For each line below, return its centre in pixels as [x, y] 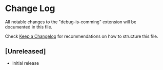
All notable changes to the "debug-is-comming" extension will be [71, 22]
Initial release [25, 63]
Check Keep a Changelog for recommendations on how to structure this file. [82, 36]
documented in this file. [29, 27]
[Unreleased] [26, 51]
